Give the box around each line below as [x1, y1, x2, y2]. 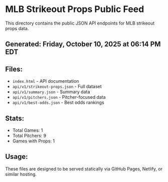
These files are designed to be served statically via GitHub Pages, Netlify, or [5, 165, 163, 171]
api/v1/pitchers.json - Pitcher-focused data [12, 94, 106, 100]
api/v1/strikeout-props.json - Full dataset [12, 84, 102, 90]
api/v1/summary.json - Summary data [12, 89, 90, 95]
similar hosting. [5, 171, 37, 177]
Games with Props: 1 [12, 138, 55, 144]
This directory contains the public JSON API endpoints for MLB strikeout [5, 20, 155, 26]
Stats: [5, 114, 25, 122]
